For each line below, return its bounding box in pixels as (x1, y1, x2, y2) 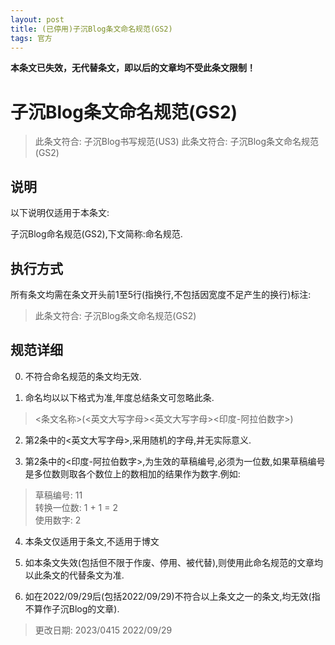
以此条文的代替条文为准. (24, 569, 125, 581)
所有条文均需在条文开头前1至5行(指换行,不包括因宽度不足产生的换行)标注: (10, 288, 312, 300)
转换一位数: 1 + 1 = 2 (34, 501, 118, 513)
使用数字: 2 (34, 514, 82, 526)
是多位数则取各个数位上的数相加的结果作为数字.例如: (24, 467, 241, 480)
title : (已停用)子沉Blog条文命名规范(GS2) (10, 24, 173, 34)
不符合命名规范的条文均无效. (24, 370, 142, 382)
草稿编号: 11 (34, 489, 83, 501)
